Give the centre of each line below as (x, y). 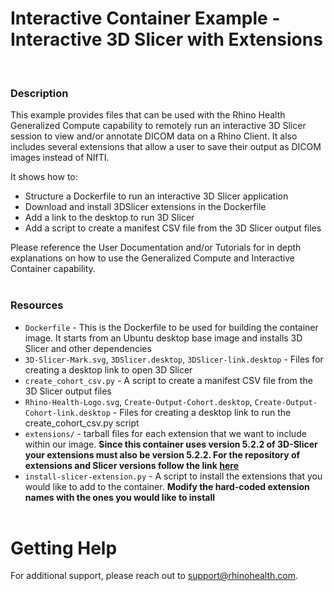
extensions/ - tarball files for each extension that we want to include (165, 433)
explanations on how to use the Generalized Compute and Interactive (152, 258)
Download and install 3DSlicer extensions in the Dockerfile (145, 207)
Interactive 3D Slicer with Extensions (166, 39)
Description (39, 93)
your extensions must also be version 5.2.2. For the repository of (162, 454)
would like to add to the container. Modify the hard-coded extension (167, 486)
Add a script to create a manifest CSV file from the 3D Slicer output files (173, 228)
